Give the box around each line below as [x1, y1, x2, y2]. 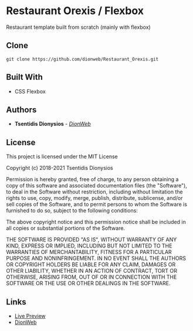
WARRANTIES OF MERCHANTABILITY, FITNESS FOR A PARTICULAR [6, 249, 172, 256]
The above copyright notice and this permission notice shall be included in [6, 219, 186, 226]
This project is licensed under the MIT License [6, 153, 118, 160]
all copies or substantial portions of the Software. [6, 225, 125, 232]
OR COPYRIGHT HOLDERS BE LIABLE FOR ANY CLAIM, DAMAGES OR [6, 261, 176, 268]
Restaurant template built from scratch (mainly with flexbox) [6, 24, 151, 31]
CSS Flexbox [14, 88, 46, 95]
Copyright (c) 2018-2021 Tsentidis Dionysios [6, 165, 113, 172]
